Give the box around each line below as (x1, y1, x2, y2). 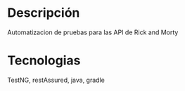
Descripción (7, 5, 80, 21)
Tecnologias (7, 52, 81, 69)
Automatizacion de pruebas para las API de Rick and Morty (7, 28, 179, 36)
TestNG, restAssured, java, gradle (7, 76, 106, 84)
